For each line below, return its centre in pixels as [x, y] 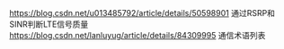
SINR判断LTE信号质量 [49, 24]
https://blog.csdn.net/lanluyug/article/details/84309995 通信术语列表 [138, 35]
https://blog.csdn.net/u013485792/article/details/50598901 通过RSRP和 [142, 13]
